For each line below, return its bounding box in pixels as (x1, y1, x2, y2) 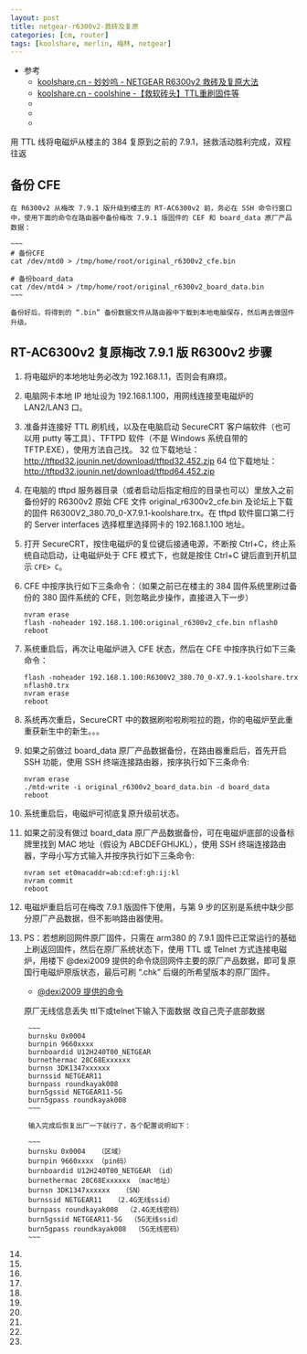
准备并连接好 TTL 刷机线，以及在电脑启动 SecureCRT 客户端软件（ (23, 421, 275, 432)
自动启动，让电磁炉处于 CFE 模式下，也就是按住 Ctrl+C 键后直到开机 (31, 549, 290, 560)
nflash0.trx (23, 681, 69, 690)
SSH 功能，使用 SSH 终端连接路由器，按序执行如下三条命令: (23, 756, 250, 767)
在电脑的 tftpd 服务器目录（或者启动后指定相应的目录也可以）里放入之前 (23, 484, 295, 495)
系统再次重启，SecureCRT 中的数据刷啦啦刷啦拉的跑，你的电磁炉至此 (23, 714, 286, 725)
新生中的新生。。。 (39, 725, 104, 736)
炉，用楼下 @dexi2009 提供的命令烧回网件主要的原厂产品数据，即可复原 (23, 955, 296, 966)
